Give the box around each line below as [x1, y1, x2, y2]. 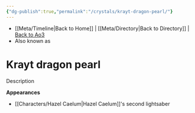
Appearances [6, 89, 40, 96]
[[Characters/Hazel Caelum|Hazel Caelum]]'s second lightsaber [14, 100, 170, 107]
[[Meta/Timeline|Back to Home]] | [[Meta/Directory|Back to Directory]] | [14, 25, 190, 32]
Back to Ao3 [14, 31, 45, 38]
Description [6, 77, 34, 84]
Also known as [14, 37, 51, 44]
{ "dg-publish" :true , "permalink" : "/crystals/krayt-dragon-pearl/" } [6, 8, 173, 15]
